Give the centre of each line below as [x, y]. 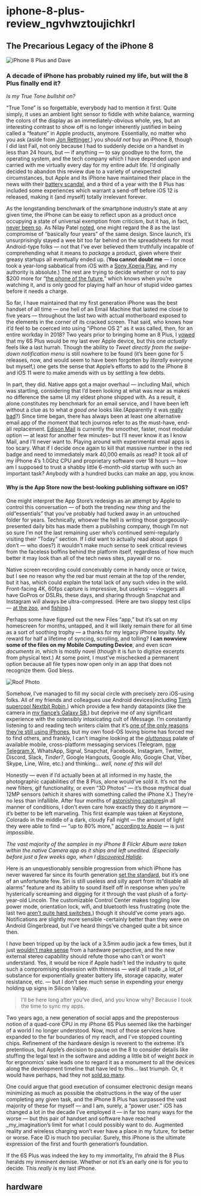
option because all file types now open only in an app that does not [89, 664]
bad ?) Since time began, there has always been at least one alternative [94, 416]
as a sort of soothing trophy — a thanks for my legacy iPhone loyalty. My [96, 632]
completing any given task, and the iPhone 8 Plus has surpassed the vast [96, 1099]
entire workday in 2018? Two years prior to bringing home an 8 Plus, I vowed [100, 335]
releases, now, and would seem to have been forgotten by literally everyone [100, 360]
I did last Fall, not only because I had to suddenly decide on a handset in [95, 146]
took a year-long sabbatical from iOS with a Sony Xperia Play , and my [92, 266]
